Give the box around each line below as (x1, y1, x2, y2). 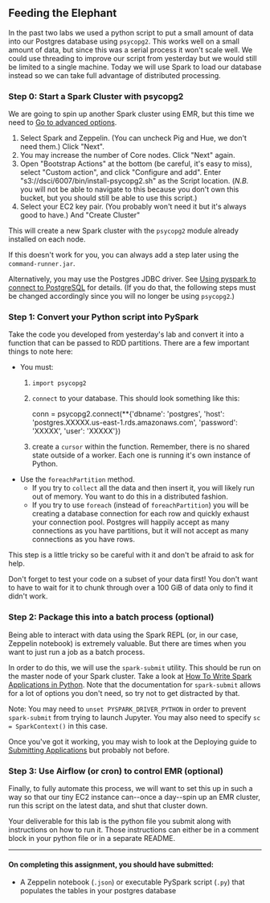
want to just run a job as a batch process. (8, 647, 145, 657)
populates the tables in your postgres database (19, 886, 177, 896)
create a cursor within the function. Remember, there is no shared (31, 442, 251, 452)
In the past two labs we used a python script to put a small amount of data (8, 27, 254, 37)
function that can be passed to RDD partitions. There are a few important (8, 338, 250, 348)
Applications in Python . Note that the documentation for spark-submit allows (8, 680, 261, 690)
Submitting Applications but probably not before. (8, 745, 170, 755)
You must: (19, 362, 54, 372)
